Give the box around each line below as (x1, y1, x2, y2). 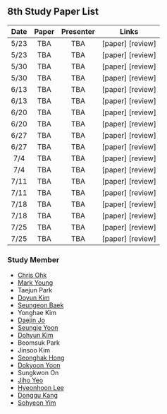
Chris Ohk (17, 271, 47, 280)
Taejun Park (17, 286, 53, 295)
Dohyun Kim (17, 331, 54, 340)
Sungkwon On (17, 369, 59, 377)
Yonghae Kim (17, 309, 56, 317)
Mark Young (17, 278, 54, 287)
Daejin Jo (17, 316, 46, 324)
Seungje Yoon (17, 324, 58, 332)
